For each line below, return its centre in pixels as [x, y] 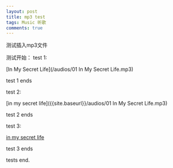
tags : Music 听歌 [26, 22]
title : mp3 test [26, 17]
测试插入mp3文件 [27, 45]
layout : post [22, 11]
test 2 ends [20, 115]
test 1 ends [19, 81]
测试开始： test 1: [27, 58]
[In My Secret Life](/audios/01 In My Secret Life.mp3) [70, 69]
